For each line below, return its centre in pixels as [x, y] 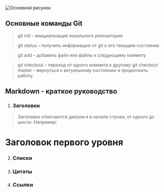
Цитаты [22, 171]
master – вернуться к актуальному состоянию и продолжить [83, 70]
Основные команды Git [44, 23]
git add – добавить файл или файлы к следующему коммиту [82, 55]
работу [25, 75]
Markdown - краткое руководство [61, 91]
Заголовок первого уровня [64, 142]
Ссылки [23, 185]
